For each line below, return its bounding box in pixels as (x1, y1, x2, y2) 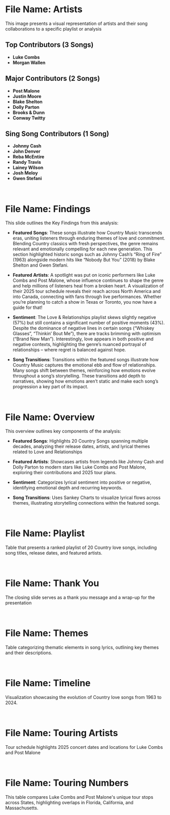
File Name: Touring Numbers (5, 777, 129, 789)
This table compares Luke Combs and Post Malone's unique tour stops (5, 794, 154, 800)
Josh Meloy (12, 170, 38, 176)
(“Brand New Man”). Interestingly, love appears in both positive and (12, 336, 154, 342)
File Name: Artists (5, 4, 83, 15)
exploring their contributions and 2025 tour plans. (12, 470, 117, 476)
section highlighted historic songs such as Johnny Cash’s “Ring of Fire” (12, 251, 162, 257)
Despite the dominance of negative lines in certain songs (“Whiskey (12, 325, 155, 331)
